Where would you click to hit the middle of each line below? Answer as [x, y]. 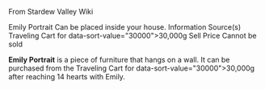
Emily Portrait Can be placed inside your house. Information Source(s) [125, 27]
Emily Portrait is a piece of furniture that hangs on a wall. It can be [119, 60]
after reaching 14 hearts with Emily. [67, 77]
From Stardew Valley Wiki [51, 12]
